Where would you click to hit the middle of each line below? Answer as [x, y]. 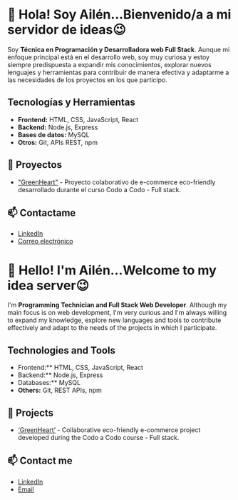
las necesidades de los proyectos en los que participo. [87, 80]
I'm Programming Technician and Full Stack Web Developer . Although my [117, 305]
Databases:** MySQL [49, 383]
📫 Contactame [42, 212]
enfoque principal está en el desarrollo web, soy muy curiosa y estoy [109, 57]
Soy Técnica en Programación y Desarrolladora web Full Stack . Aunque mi [119, 49]
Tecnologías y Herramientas [71, 102]
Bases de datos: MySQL [54, 134]
